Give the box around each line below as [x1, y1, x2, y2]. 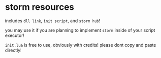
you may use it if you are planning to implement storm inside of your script [5, 27, 155, 33]
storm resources [5, 1, 74, 13]
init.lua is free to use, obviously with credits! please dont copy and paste [5, 42, 156, 48]
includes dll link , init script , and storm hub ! [5, 18, 100, 24]
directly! [5, 47, 22, 53]
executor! [5, 32, 25, 38]
